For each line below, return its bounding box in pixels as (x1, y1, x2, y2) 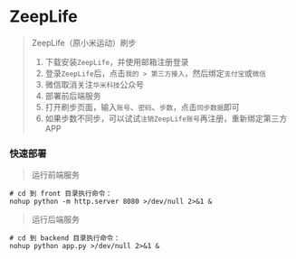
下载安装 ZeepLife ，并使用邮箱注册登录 (44, 56, 189, 67)
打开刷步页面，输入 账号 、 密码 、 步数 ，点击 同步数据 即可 (44, 101, 240, 112)
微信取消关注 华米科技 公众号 (44, 79, 145, 89)
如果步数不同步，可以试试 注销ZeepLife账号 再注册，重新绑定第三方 (44, 113, 288, 124)
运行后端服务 (31, 214, 80, 225)
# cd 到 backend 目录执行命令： (9, 234, 120, 243)
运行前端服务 (31, 170, 80, 180)
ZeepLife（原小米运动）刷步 (31, 37, 137, 48)
